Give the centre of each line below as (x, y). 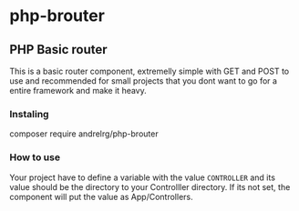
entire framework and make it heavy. (78, 90)
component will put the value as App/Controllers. (101, 196)
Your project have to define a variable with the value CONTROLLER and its (143, 177)
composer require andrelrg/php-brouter (84, 134)
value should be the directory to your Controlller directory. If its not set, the (150, 186)
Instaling (29, 114)
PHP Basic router (58, 50)
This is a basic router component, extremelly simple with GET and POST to (149, 71)
